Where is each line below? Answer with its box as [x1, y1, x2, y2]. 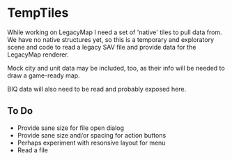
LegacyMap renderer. [7, 50, 70, 59]
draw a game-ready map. [7, 71, 80, 80]
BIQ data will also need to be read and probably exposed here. [7, 85, 187, 93]
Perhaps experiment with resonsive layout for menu [17, 138, 166, 147]
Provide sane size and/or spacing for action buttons [17, 131, 167, 139]
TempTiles [7, 5, 69, 21]
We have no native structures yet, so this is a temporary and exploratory [7, 35, 215, 43]
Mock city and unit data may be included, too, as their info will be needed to [7, 64, 225, 72]
